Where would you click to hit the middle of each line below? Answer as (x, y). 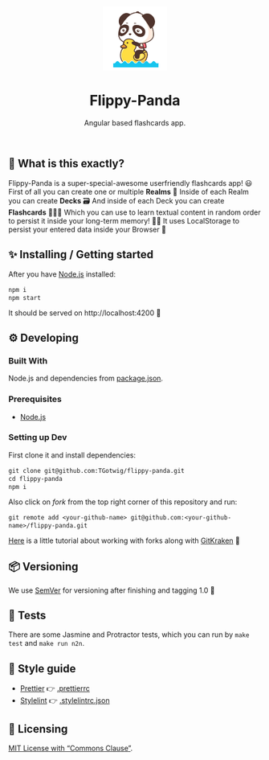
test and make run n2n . (47, 643)
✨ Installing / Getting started (81, 255)
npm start (25, 298)
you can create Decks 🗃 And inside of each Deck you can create (116, 200)
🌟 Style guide (42, 669)
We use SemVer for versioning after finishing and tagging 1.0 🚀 (112, 590)
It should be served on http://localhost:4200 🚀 (85, 313)
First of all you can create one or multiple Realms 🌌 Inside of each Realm (128, 191)
